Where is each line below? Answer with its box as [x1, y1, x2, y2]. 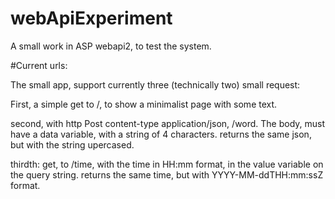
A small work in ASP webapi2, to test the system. [10, 40, 212, 52]
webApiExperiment [10, 7, 173, 30]
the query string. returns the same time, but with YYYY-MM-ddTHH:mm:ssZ [10, 168, 324, 181]
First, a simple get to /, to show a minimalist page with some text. [10, 98, 278, 110]
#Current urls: [10, 59, 68, 71]
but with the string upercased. [10, 138, 135, 151]
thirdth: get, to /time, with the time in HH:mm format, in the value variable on [10, 158, 324, 170]
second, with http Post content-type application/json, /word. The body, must [10, 117, 326, 129]
